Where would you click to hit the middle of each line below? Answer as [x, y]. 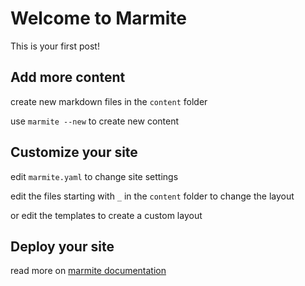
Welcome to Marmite [98, 18]
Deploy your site [62, 246]
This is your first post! [55, 46]
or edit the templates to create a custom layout [106, 215]
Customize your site [74, 152]
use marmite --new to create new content [95, 121]
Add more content [68, 77]
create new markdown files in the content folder [109, 101]
